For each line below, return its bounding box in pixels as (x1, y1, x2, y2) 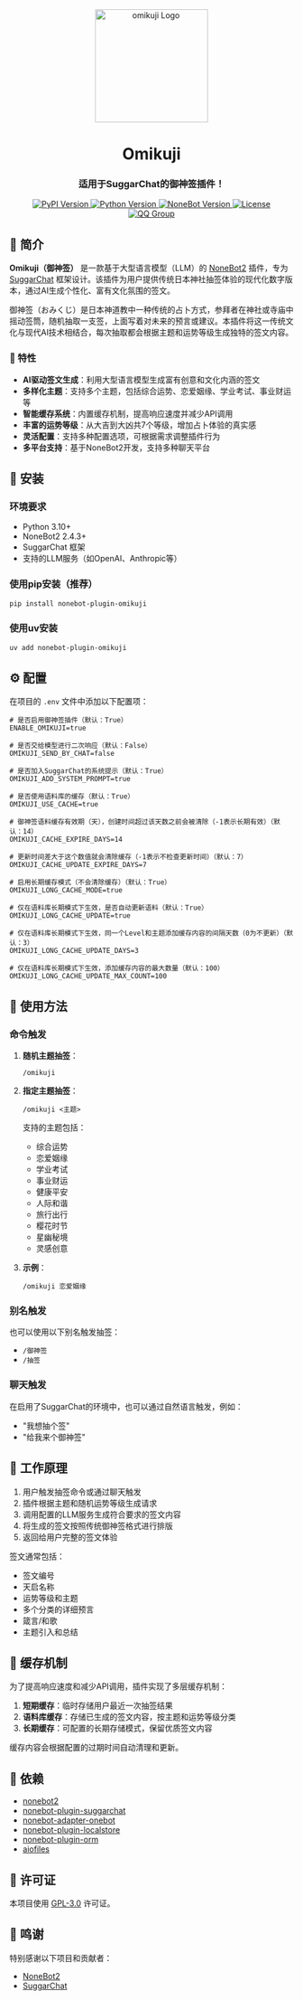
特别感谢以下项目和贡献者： (9, 1952, 113, 1963)
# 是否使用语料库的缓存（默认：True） (9, 792, 135, 801)
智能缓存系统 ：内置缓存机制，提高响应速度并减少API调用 (22, 408, 234, 419)
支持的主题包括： (22, 1122, 87, 1133)
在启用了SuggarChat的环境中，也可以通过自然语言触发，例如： (9, 1401, 243, 1411)
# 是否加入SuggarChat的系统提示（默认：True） (9, 767, 169, 776)
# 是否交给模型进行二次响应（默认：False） (9, 741, 152, 750)
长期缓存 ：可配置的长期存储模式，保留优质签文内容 (22, 1722, 213, 1734)
